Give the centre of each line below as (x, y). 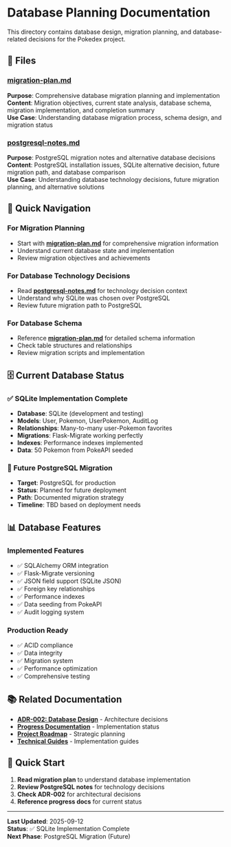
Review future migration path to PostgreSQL (79, 305)
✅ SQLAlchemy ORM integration (63, 565)
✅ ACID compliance (45, 645)
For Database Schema (45, 323)
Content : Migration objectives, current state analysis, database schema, (109, 103)
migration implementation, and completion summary (81, 110)
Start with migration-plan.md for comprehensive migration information (118, 243)
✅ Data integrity (40, 653)
